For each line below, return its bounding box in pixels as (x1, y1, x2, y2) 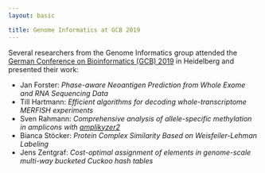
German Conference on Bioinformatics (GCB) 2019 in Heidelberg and (8, 56, 235, 66)
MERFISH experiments (19, 105, 94, 115)
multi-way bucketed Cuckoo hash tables (19, 156, 154, 165)
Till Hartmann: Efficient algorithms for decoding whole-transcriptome (19, 97, 247, 106)
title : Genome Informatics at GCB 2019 (8, 25, 141, 34)
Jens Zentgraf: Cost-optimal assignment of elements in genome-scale (19, 148, 251, 157)
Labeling (19, 139, 49, 148)
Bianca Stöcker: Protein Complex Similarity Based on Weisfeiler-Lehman (19, 130, 257, 140)
